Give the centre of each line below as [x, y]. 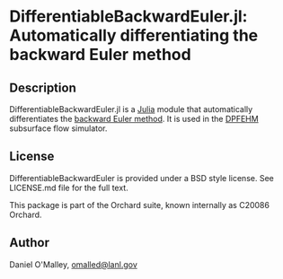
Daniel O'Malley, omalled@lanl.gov [73, 264]
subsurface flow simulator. [58, 128]
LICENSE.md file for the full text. [69, 187]
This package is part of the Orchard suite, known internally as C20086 [139, 205]
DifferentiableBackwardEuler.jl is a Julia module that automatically [131, 109]
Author [29, 243]
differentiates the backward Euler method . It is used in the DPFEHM [134, 119]
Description [43, 87]
